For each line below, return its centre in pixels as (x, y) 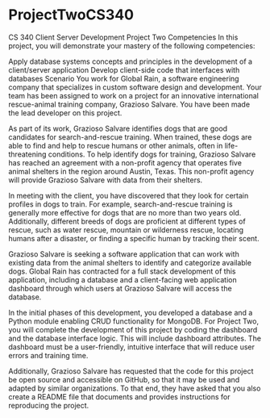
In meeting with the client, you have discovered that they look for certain (129, 195)
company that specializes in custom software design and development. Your (135, 87)
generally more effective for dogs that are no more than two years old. (125, 212)
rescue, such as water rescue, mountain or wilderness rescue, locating (126, 230)
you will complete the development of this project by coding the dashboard (133, 329)
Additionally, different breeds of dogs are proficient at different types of (127, 221)
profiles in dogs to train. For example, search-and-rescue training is (120, 204)
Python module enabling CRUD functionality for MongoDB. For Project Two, (134, 321)
